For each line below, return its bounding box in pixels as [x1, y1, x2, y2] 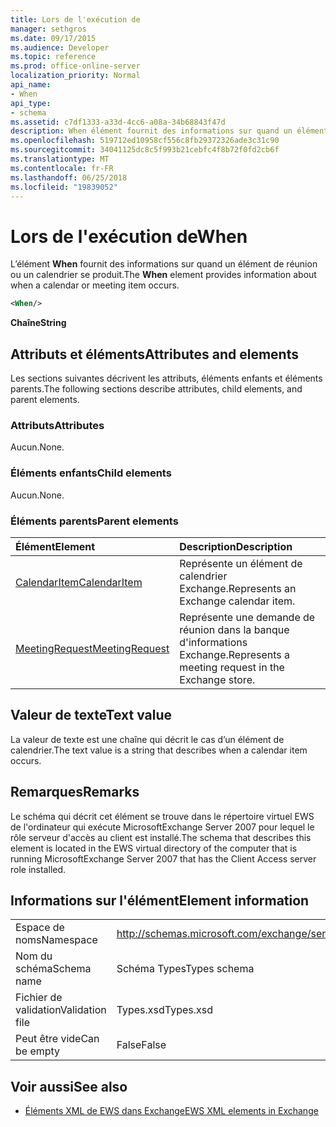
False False [116, 1038, 167, 1052]
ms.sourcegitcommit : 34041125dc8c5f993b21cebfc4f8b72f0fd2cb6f [10, 145, 280, 155]
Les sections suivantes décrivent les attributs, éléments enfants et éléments [10, 372, 323, 384]
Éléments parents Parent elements [10, 514, 179, 528]
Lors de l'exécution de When [10, 225, 248, 248]
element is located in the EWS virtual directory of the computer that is [10, 842, 298, 854]
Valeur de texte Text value [10, 707, 173, 724]
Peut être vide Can [15, 1032, 100, 1046]
